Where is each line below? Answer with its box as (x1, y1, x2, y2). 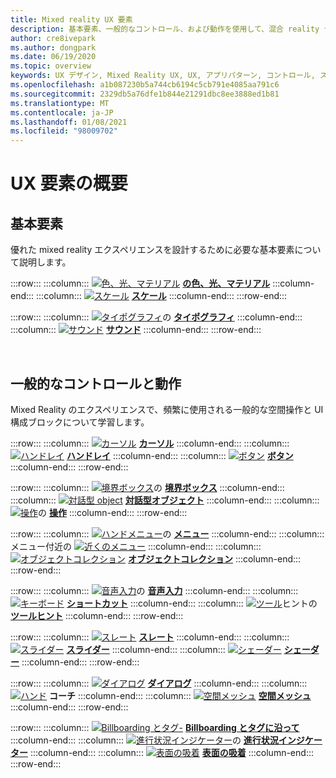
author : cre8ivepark (10, 33, 97, 43)
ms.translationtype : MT (10, 98, 110, 108)
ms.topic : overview (10, 61, 92, 71)
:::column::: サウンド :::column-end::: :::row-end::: (10, 324, 262, 336)
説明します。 (18, 256, 72, 268)
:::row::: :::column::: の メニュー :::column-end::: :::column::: (10, 527, 325, 540)
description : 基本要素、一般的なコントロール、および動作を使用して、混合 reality (10, 24, 320, 34)
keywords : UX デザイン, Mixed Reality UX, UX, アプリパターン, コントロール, (10, 71, 316, 81)
